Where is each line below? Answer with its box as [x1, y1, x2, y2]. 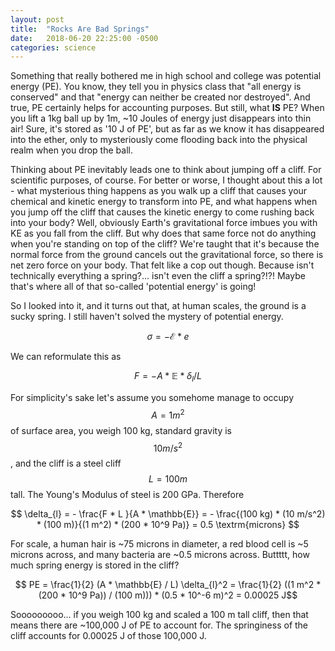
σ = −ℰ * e [146, 331, 190, 343]
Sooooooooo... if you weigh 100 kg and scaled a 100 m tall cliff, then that [10, 609, 309, 621]
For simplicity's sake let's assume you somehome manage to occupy [10, 392, 295, 404]
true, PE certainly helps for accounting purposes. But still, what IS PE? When [10, 102, 325, 114]
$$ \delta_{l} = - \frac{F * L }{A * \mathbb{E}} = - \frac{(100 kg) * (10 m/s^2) [10, 508, 326, 520]
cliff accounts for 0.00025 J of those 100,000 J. [10, 630, 207, 642]
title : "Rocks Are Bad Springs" [10, 24, 150, 34]
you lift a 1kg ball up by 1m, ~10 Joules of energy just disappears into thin [10, 112, 312, 125]
